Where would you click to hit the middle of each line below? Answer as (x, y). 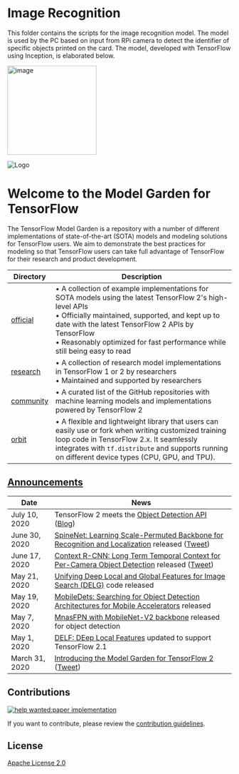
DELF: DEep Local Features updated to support (133, 638)
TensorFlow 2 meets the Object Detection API (131, 514)
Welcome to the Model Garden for (109, 194)
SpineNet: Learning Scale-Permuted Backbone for (139, 535)
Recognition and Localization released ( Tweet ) (132, 544)
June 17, (26, 556)
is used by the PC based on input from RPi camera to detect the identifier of (118, 40)
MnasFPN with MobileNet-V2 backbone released (137, 617)
